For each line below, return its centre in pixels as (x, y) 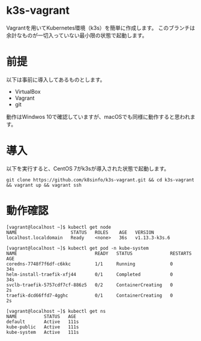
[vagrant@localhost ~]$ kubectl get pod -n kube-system (77, 248)
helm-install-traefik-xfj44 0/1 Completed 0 (89, 274)
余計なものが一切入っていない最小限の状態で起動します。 (77, 35)
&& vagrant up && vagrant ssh (44, 185)
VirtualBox (28, 91)
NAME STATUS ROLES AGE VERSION (80, 232)
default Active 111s (43, 322)
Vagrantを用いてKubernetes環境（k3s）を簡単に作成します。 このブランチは (101, 28)
